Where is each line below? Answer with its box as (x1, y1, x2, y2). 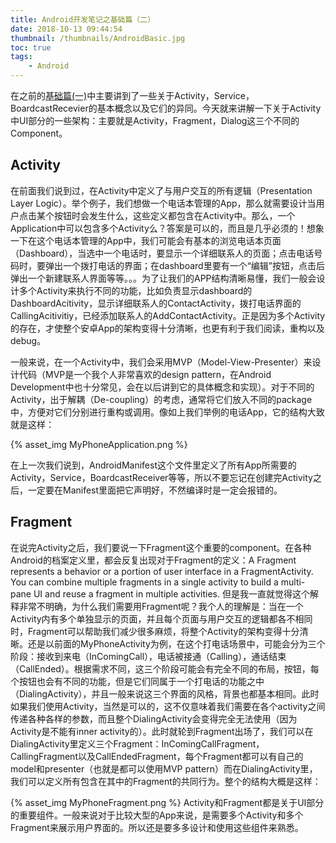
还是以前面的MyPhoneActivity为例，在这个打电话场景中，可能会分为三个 (27, 637, 326, 650)
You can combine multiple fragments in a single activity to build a (10, 576, 279, 588)
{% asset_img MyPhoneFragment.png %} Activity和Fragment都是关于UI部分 (10, 796, 325, 808)
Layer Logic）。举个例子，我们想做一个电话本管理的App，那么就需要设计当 (10, 197, 317, 209)
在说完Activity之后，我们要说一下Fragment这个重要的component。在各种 (10, 541, 312, 553)
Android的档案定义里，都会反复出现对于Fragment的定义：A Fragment (10, 554, 297, 566)
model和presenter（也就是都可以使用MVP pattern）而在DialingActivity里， (10, 762, 318, 775)
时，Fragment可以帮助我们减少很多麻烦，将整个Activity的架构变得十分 (10, 625, 300, 637)
